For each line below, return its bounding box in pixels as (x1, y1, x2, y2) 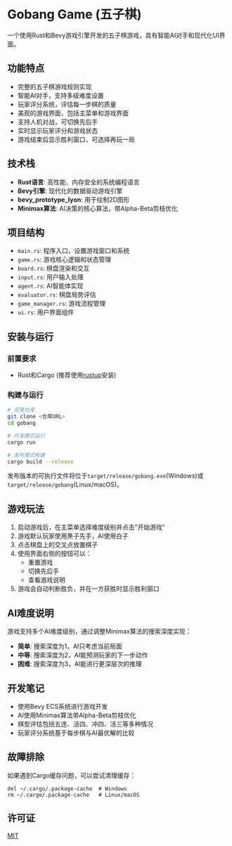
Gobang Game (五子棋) (7, 6, 142, 23)
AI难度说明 (7, 607, 54, 619)
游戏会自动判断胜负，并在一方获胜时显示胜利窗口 (17, 584, 160, 593)
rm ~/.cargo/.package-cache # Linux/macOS (7, 791, 140, 798)
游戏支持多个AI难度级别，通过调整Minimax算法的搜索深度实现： (7, 627, 192, 636)
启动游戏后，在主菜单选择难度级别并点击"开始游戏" (17, 523, 165, 532)
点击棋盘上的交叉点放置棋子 (17, 541, 98, 549)
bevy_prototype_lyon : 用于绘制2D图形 (17, 195, 130, 204)
